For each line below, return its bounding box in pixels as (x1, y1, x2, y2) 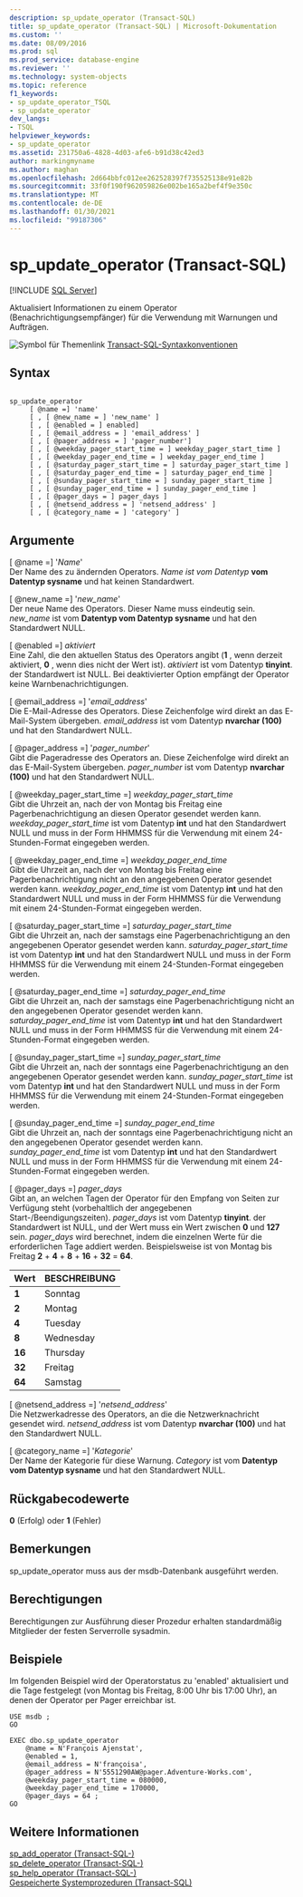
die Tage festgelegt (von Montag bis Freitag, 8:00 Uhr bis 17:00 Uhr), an (9, 1685, 278, 1696)
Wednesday (44, 1331, 95, 1344)
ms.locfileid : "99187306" (9, 215, 107, 225)
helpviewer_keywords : (9, 131, 91, 140)
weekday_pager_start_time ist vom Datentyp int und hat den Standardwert (9, 818, 287, 829)
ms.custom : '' (9, 30, 63, 39)
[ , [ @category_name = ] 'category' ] (29, 508, 180, 518)
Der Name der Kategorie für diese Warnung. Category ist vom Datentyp (9, 1456, 279, 1466)
